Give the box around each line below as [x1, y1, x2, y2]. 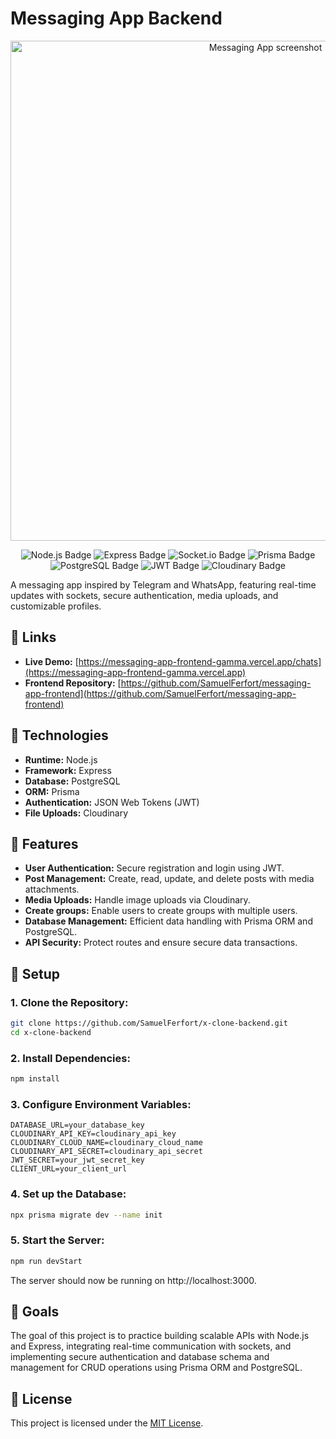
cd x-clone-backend [10, 1027, 92, 1037]
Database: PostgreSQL [24, 775, 121, 787]
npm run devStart [10, 1256, 83, 1266]
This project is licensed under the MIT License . [10, 1417, 204, 1429]
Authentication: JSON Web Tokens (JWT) [24, 796, 200, 808]
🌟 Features [10, 835, 79, 852]
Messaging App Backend [10, 7, 223, 30]
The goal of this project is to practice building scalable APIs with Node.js [10, 1330, 310, 1342]
